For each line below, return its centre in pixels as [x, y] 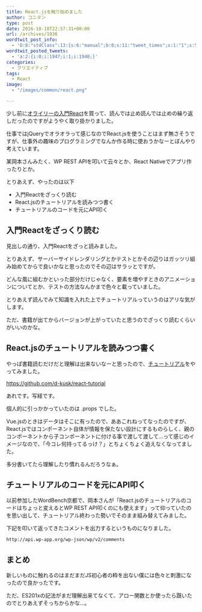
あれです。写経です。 [32, 395]
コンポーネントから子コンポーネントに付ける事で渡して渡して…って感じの [98, 436]
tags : [13, 73]
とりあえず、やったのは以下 [41, 182]
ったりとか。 [22, 168]
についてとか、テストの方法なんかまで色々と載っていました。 [87, 286]
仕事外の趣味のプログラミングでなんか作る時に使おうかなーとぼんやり [109, 141]
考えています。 [24, 149]
